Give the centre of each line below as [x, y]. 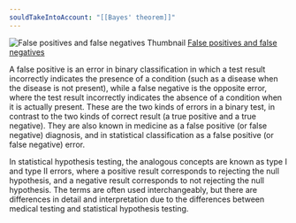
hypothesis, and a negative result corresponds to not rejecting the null [137, 180]
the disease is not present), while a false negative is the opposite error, [138, 88]
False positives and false [232, 42]
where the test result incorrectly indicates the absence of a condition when [146, 97]
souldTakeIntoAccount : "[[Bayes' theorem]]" [92, 17]
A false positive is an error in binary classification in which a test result [137, 69]
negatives [27, 52]
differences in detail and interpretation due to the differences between [137, 199]
